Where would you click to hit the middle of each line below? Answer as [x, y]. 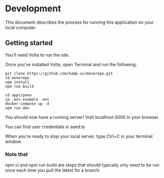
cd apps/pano [18, 95]
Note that [16, 154]
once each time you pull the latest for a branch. [53, 170]
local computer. [21, 27]
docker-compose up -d [27, 104]
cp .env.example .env [27, 99]
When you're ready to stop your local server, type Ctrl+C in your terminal [79, 136]
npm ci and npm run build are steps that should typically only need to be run [82, 165]
